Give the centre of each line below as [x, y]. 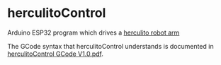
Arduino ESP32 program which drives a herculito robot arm [93, 32]
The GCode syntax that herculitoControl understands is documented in [110, 46]
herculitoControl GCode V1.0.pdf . [56, 54]
